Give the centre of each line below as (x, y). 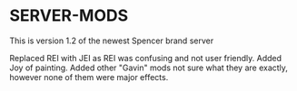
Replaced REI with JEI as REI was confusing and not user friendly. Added (146, 58)
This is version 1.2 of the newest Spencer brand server (112, 41)
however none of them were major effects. (89, 77)
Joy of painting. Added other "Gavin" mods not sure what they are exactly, (149, 68)
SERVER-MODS (69, 16)
